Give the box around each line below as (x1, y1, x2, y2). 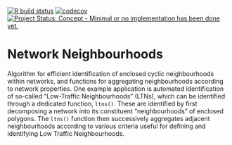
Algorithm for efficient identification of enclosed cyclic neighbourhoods (7, 69, 214, 77)
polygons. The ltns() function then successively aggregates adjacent (7, 114, 210, 122)
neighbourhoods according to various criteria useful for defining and (7, 122, 206, 130)
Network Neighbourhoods (7, 46, 164, 63)
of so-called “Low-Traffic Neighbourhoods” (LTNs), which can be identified (7, 92, 226, 100)
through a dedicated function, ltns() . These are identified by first (7, 99, 198, 108)
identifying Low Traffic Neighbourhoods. (7, 129, 125, 137)
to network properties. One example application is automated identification (7, 84, 224, 93)
